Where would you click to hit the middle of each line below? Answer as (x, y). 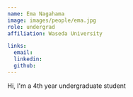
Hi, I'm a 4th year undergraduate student (66, 86)
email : (23, 53)
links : (17, 46)
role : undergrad (31, 27)
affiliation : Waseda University (55, 33)
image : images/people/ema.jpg (52, 20)
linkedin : (28, 59)
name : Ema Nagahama (36, 14)
